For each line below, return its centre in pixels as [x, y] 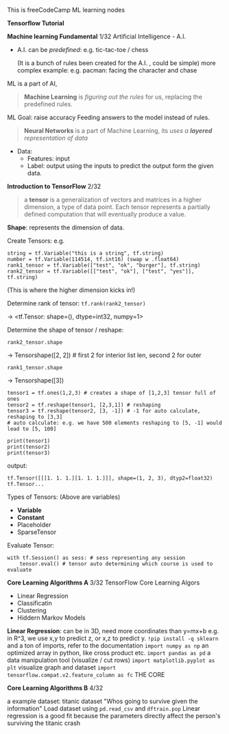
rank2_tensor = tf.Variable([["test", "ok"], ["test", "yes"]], [101, 271]
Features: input [48, 158]
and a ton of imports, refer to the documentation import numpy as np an [108, 646]
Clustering [32, 610]
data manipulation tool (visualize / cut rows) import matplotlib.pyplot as [111, 660]
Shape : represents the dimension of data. [66, 228]
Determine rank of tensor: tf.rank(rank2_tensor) [76, 303]
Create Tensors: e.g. [36, 241]
